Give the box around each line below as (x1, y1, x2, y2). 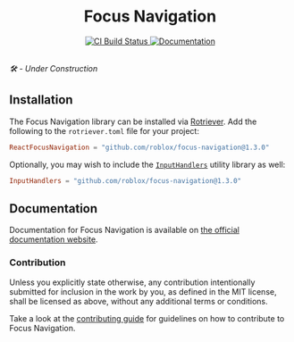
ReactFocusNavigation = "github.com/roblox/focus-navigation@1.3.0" (9, 143, 270, 152)
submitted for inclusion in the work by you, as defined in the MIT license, (9, 286, 277, 296)
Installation (9, 92, 73, 108)
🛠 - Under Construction (9, 63, 98, 73)
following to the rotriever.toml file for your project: (9, 125, 199, 136)
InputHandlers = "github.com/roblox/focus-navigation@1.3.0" (9, 176, 242, 185)
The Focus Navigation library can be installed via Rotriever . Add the (9, 116, 257, 127)
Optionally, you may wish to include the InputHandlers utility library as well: (9, 159, 286, 170)
